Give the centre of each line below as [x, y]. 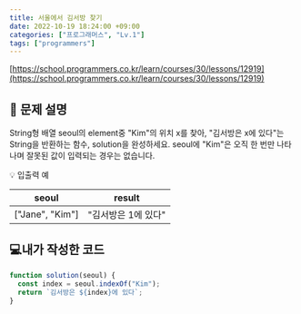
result [126, 198]
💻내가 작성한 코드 [57, 250]
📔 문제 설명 [39, 109]
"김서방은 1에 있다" [127, 215]
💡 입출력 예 [30, 175]
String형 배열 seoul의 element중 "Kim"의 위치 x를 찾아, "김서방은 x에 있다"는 [147, 133]
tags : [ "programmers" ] [52, 43]
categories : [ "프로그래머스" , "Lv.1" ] [77, 34]
